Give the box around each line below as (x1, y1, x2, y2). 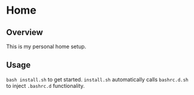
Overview (6, 27, 44, 37)
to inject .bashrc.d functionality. (6, 82, 85, 89)
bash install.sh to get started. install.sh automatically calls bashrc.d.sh (6, 75, 189, 83)
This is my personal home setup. (6, 43, 87, 50)
